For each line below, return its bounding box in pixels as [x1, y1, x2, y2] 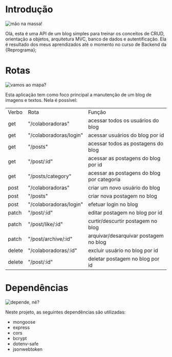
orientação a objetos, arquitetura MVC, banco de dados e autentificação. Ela [5, 36, 166, 42]
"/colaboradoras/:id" [28, 247, 77, 254]
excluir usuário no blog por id [88, 247, 159, 254]
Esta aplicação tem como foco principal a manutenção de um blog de [5, 91, 152, 98]
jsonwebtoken [12, 346, 42, 352]
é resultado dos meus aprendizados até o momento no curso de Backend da [5, 41, 167, 47]
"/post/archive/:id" [28, 235, 73, 242]
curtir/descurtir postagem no [88, 217, 158, 224]
